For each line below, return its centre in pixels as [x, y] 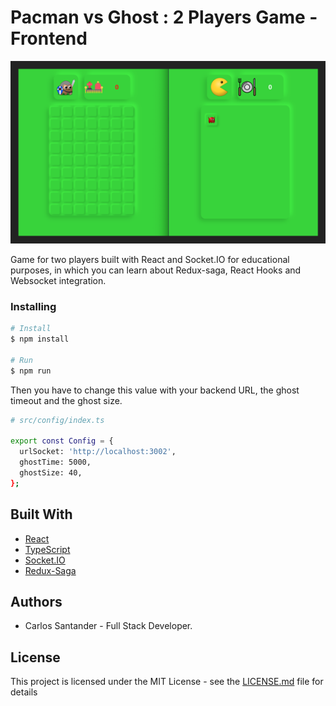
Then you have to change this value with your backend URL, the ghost [155, 390]
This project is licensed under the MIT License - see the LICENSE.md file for [167, 682]
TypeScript [47, 549]
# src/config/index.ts [57, 420]
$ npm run [31, 371]
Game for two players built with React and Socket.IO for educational [150, 259]
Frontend [49, 38]
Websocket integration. [58, 280]
